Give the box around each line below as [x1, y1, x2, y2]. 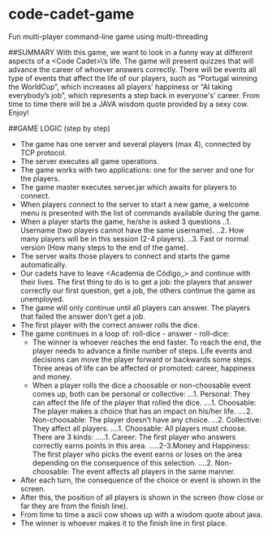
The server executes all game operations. [19, 156, 160, 166]
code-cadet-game [8, 5, 135, 24]
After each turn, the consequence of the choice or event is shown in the [19, 475, 261, 485]
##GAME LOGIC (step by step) [8, 123, 111, 133]
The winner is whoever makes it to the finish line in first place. [19, 518, 227, 528]
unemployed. [19, 294, 65, 304]
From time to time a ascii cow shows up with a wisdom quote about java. [19, 509, 263, 519]
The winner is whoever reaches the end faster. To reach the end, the [32, 337, 262, 347]
